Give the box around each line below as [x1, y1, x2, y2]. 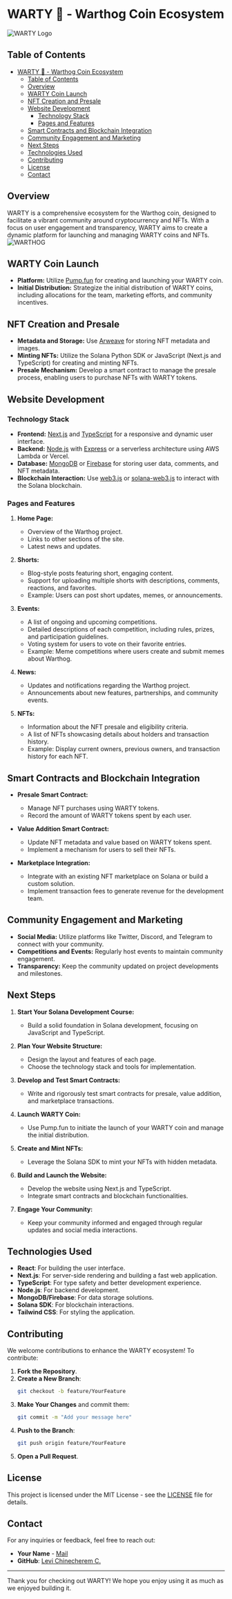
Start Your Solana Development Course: [17, 1007, 135, 1016]
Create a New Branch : [17, 1374, 81, 1383]
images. [17, 344, 40, 352]
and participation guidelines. [27, 632, 109, 641]
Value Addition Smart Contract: [17, 824, 109, 833]
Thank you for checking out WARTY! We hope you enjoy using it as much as [7, 1577, 224, 1585]
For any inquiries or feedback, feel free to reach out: [7, 1536, 156, 1544]
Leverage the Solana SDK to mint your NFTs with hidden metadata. [27, 1157, 217, 1166]
